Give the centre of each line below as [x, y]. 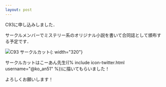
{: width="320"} [66, 52]
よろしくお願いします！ [29, 79]
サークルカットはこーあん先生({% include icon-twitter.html [65, 62]
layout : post [19, 10]
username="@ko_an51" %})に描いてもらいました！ [57, 69]
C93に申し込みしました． [31, 24]
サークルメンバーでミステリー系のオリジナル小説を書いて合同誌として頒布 [81, 35]
